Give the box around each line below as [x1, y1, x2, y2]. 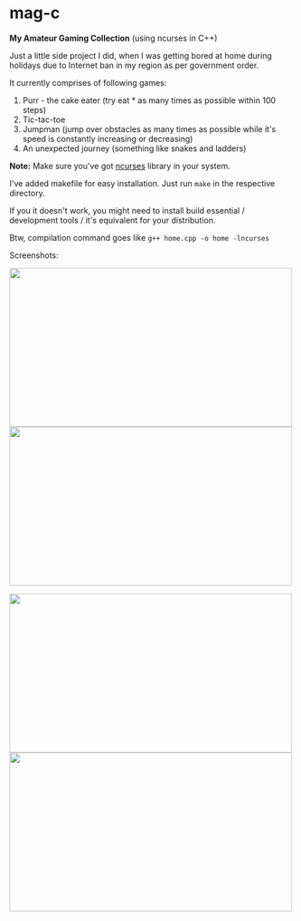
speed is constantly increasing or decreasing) [22, 133, 193, 144]
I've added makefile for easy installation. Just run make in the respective [9, 177, 276, 188]
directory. [9, 187, 45, 198]
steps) [22, 104, 47, 115]
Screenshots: [9, 250, 59, 261]
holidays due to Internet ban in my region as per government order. [9, 60, 259, 71]
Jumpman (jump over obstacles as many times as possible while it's [22, 123, 277, 134]
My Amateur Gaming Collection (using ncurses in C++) [9, 33, 218, 43]
